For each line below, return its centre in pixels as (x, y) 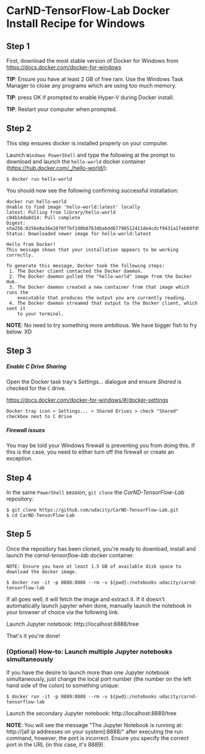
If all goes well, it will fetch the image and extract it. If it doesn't (86, 599)
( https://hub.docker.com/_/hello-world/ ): (57, 168)
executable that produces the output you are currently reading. (102, 298)
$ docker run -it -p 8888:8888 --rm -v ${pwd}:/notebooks (81, 582)
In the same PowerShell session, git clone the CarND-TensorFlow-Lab (95, 492)
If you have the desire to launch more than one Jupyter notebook (88, 673)
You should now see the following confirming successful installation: (92, 190)
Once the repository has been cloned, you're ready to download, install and (101, 549)
